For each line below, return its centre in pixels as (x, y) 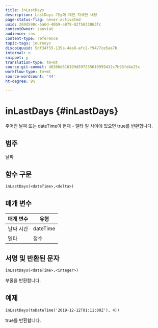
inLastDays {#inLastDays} (62, 111)
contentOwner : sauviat (29, 29)
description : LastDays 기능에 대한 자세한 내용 (51, 15)
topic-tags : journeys (28, 43)
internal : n (18, 53)
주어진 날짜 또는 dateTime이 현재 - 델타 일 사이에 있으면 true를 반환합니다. (79, 126)
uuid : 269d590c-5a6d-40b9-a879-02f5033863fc (53, 24)
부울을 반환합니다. (23, 280)
